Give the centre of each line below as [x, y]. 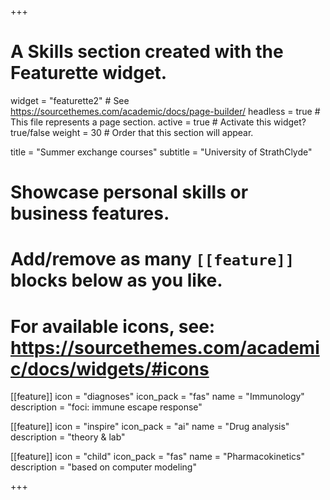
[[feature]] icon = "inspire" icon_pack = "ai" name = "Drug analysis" [150, 427]
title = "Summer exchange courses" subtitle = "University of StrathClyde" [161, 152]
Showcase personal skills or [129, 192]
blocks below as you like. [116, 280]
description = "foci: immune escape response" [106, 407]
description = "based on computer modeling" [103, 467]
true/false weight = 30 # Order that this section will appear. [132, 132]
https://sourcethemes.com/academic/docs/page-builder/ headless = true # [165, 111]
